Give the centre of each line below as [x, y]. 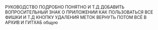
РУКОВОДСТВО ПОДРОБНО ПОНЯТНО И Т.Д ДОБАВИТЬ [65, 7]
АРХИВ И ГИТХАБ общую [32, 22]
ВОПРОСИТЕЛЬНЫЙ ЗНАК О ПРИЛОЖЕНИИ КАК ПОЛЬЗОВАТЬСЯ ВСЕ [79, 12]
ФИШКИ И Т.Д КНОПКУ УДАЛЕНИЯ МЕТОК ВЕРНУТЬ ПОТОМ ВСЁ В [76, 17]
